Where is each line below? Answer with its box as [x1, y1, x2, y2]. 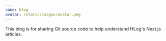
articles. [5, 31, 22, 37]
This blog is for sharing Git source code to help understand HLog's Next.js [5, 25, 161, 31]
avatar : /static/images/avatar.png [5, 12, 81, 17]
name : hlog [5, 7, 29, 12]
